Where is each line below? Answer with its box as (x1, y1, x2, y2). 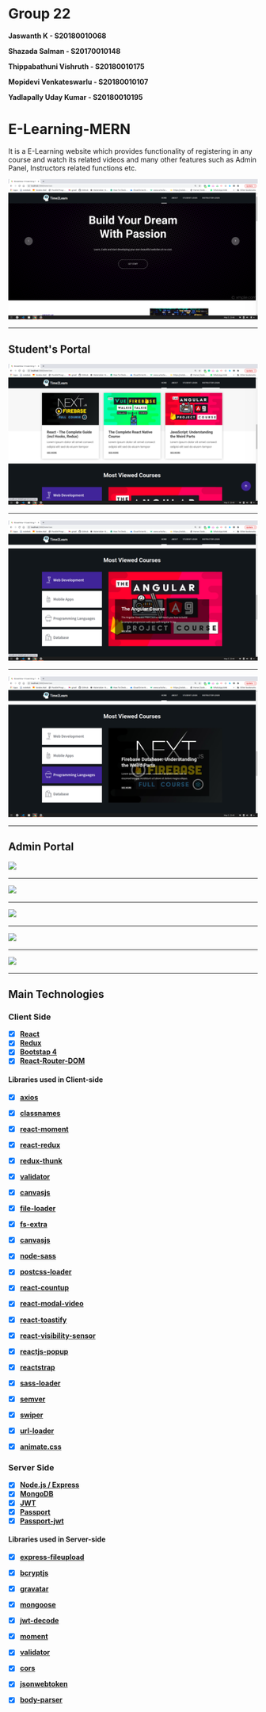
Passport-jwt (19, 1515, 65, 1526)
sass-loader (19, 1378, 61, 1388)
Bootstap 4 (19, 1047, 58, 1057)
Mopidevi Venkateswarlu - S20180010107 (8, 77, 149, 86)
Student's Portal (8, 342, 91, 356)
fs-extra (19, 1220, 47, 1229)
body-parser (19, 1695, 63, 1705)
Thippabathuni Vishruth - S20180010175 (8, 61, 145, 71)
